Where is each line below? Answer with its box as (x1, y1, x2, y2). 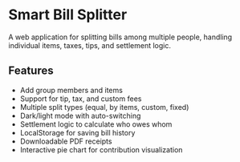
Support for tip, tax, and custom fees (19, 94, 142, 103)
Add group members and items (19, 85, 123, 95)
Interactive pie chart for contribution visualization (19, 144, 183, 154)
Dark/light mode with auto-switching (19, 111, 141, 120)
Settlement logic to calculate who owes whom (19, 119, 173, 129)
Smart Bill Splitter (8, 6, 128, 24)
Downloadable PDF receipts (19, 136, 112, 146)
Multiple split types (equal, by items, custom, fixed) (19, 102, 189, 111)
